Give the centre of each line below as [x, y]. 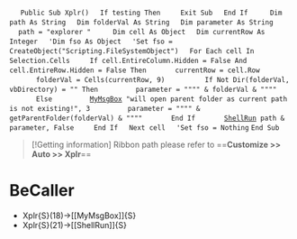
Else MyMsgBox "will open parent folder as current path [162, 99]
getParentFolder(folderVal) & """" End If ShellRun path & [147, 118]
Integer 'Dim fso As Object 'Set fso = [91, 41]
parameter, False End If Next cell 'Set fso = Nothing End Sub [144, 128]
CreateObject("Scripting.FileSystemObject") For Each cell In [132, 51]
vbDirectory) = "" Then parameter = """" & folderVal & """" [143, 89]
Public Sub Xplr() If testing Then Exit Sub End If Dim [151, 13]
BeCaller [42, 191]
